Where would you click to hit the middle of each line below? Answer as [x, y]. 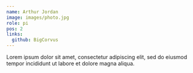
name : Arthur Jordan [33, 12]
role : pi [17, 23]
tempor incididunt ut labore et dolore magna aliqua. [71, 63]
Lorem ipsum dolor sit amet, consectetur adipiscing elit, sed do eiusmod [97, 57]
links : [15, 34]
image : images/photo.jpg [38, 17]
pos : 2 [15, 29]
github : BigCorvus [35, 40]
